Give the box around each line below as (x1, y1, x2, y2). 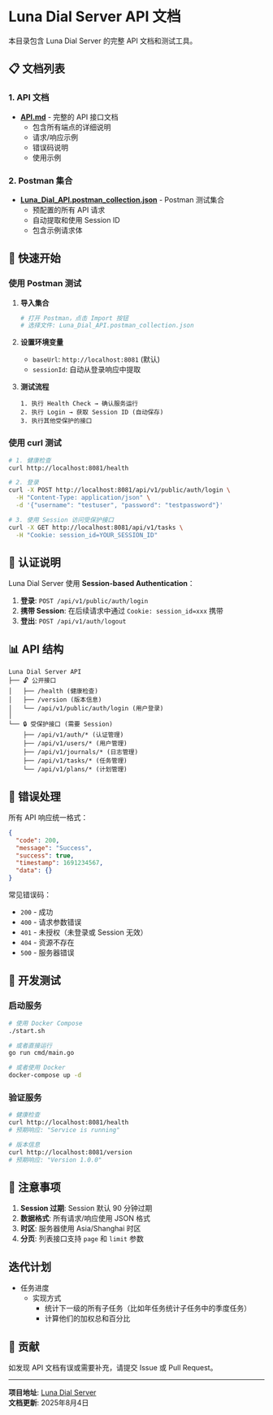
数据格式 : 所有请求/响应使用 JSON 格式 (19, 1213, 150, 1223)
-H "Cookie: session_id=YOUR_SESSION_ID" (15, 531, 158, 539)
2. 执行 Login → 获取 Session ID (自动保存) (19, 408, 164, 417)
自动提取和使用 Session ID (32, 215, 120, 224)
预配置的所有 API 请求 (32, 205, 106, 215)
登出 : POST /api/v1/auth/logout (19, 616, 127, 626)
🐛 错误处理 (8, 789, 61, 803)
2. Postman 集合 (8, 175, 73, 186)
